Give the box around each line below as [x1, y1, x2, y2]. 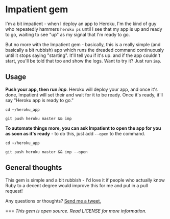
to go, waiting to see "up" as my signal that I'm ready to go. [5, 31, 130, 37]
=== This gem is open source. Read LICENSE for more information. [5, 208, 147, 214]
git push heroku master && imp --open [5, 149, 88, 154]
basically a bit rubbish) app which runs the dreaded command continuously [5, 47, 164, 53]
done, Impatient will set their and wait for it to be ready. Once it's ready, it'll [5, 91, 163, 98]
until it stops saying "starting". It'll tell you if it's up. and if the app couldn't [5, 52, 161, 58]
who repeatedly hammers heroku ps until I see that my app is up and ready [5, 26, 162, 32]
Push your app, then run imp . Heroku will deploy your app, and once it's [5, 86, 158, 92]
